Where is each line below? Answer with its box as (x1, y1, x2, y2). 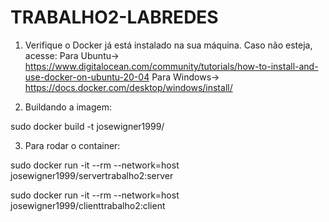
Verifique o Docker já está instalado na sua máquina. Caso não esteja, (24, 39, 313, 51)
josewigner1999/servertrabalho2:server (10, 169, 174, 181)
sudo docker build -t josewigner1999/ (10, 120, 165, 132)
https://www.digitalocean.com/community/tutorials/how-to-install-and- (24, 60, 319, 72)
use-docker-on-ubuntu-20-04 (24, 71, 150, 83)
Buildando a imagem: (24, 101, 112, 113)
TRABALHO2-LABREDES (10, 6, 219, 29)
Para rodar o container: (24, 139, 121, 151)
